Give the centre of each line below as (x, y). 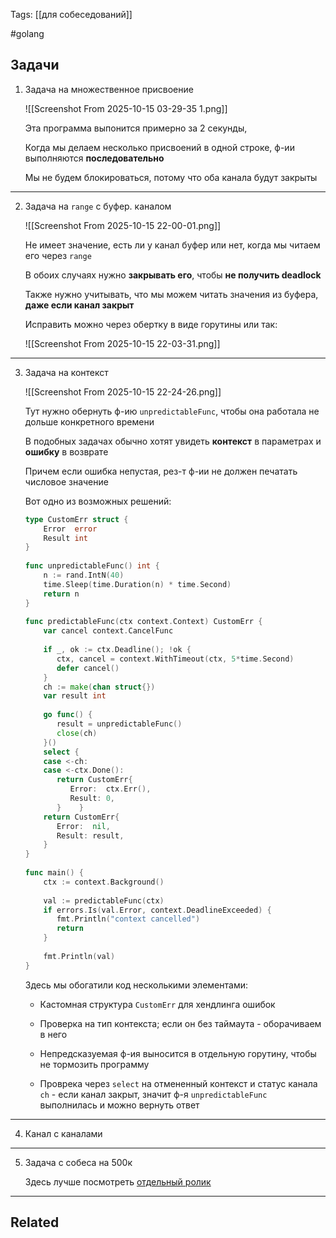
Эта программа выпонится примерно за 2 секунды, (136, 128)
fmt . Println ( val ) (79, 956)
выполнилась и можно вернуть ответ (119, 1105)
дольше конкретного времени (89, 421)
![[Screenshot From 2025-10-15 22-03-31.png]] (122, 343)
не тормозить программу (94, 1064)
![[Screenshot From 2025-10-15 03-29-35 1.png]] (126, 108)
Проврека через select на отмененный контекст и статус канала (178, 1083)
